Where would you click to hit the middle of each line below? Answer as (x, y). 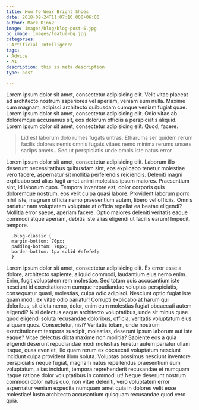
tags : (13, 51)
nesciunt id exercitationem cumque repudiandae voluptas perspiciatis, (92, 287)
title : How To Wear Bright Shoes (48, 12)
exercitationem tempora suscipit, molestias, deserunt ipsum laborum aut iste (99, 331)
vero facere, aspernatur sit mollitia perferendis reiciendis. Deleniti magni (94, 175)
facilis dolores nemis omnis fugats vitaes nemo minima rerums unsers (106, 144)
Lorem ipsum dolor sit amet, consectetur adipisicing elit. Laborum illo (91, 162)
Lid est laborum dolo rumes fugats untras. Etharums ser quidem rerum (107, 138)
